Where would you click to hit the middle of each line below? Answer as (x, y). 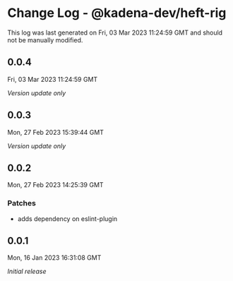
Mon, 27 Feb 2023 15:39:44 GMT (56, 132)
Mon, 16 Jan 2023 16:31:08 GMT (54, 258)
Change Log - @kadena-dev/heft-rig (117, 13)
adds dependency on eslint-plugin (67, 219)
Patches (22, 203)
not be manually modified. (45, 40)
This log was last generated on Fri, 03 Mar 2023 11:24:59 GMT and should (115, 32)
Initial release (27, 271)
